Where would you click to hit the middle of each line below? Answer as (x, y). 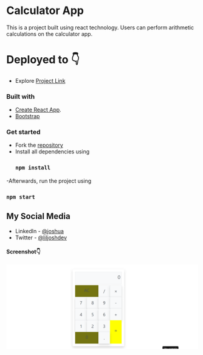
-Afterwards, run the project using (49, 181)
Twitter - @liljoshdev (41, 237)
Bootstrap (27, 116)
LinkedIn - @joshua (39, 231)
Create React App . (38, 110)
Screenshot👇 (23, 252)
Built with (21, 96)
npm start (21, 197)
